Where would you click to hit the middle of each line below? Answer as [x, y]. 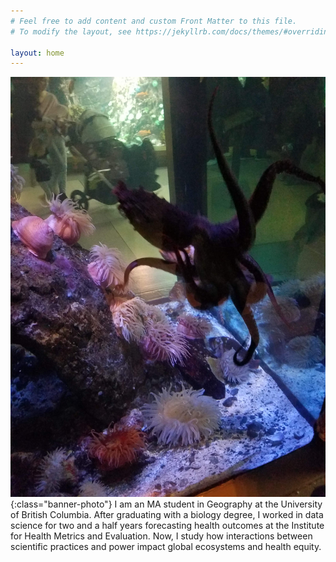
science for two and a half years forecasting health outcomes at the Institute [167, 526]
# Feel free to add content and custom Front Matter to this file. [154, 21]
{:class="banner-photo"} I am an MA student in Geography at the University [166, 504]
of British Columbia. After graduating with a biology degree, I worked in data [167, 515]
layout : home [37, 53]
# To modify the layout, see [71, 31]
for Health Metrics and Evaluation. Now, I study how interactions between [161, 536]
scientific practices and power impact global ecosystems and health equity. [166, 547]
